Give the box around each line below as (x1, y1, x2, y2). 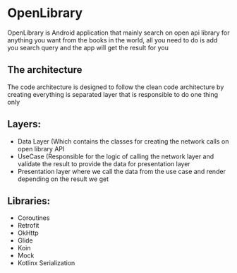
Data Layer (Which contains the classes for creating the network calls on (17, 136, 229, 146)
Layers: (7, 118, 41, 130)
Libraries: (7, 194, 51, 207)
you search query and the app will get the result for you (7, 43, 169, 52)
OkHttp (17, 228, 39, 238)
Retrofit (17, 221, 39, 230)
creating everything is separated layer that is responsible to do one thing (7, 90, 219, 98)
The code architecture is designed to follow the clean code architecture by (7, 83, 224, 91)
